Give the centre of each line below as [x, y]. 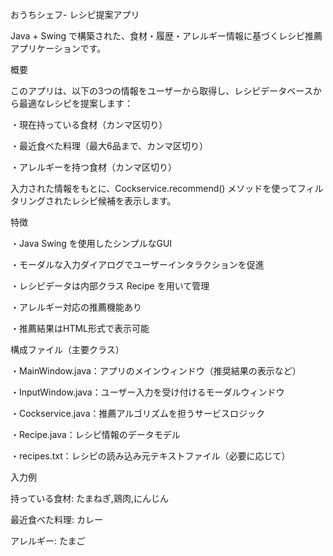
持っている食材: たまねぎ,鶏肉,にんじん [89, 498]
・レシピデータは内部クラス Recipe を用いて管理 [110, 286]
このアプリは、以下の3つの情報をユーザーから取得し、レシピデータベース [161, 91]
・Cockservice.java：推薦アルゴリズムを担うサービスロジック [138, 413]
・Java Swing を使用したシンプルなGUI [91, 243]
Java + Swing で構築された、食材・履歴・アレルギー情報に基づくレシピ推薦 [166, 36]
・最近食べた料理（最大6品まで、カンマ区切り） [109, 146]
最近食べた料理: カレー [56, 519]
